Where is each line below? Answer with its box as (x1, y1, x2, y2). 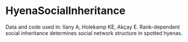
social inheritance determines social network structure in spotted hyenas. (5, 29, 183, 36)
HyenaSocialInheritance (5, 4, 126, 17)
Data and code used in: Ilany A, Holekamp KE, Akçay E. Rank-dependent (5, 23, 180, 30)
